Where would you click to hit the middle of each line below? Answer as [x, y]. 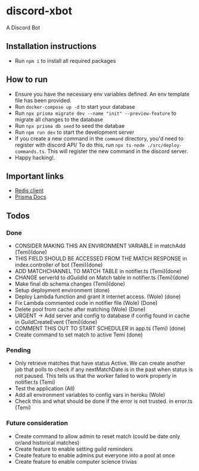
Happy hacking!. [35, 157]
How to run [27, 80]
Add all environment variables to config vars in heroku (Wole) [90, 395]
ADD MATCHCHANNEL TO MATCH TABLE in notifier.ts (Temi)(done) [98, 271]
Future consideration [37, 423]
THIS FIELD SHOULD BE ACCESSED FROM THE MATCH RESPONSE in [101, 259]
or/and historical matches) [47, 442]
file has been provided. [43, 100]
